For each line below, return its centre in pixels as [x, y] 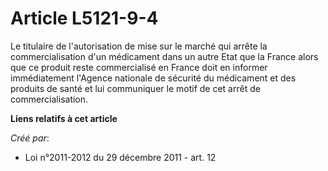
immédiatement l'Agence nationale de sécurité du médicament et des [153, 78]
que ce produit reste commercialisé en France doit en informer [139, 67]
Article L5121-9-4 [84, 18]
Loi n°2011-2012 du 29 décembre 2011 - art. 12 [120, 157]
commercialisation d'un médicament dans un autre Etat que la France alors [164, 56]
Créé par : [30, 138]
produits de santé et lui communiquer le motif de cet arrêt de [135, 88]
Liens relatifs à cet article [64, 118]
